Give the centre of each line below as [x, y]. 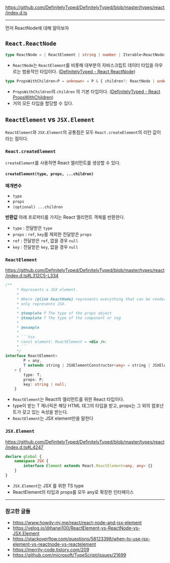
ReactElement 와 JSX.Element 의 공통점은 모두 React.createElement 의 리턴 [78, 132]
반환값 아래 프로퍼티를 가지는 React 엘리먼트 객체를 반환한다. [65, 217]
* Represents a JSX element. [47, 290]
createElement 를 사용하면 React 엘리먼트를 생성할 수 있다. [63, 163]
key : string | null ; [45, 384]
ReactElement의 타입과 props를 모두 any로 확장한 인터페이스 [73, 492]
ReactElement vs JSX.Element [50, 119]
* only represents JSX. [41, 304]
